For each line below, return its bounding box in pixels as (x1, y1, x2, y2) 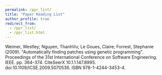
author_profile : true (5, 16, 50, 21)
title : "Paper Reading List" (5, 12, 65, 17)
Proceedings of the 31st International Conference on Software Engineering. (5, 54, 158, 60)
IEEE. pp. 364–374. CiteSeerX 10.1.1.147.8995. (5, 60, 96, 65)
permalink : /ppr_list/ (5, 7, 52, 12)
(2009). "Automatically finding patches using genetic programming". (5, 49, 144, 55)
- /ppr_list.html (9, 30, 45, 35)
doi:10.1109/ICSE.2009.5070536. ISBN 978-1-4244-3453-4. (5, 65, 126, 71)
